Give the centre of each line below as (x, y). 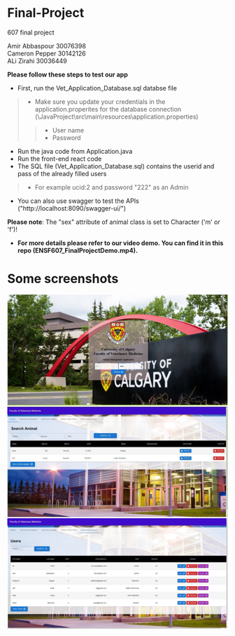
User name (68, 130)
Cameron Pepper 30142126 (47, 53)
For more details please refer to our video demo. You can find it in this (120, 243)
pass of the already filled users (62, 173)
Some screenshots (63, 279)
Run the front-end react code (59, 159)
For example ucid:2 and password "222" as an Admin (112, 187)
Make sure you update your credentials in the (100, 101)
